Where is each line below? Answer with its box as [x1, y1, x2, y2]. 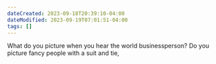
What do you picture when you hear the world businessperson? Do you [7, 42, 210, 50]
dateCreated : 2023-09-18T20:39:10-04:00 [7, 10, 126, 17]
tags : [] [7, 23, 32, 30]
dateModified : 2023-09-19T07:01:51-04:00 [7, 17, 128, 23]
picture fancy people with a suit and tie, [7, 49, 119, 57]
